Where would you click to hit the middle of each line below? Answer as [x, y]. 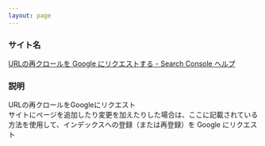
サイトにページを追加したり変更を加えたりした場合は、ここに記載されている [133, 115]
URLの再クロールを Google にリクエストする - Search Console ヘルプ [122, 63]
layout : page [30, 15]
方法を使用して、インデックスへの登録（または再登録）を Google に [119, 125]
